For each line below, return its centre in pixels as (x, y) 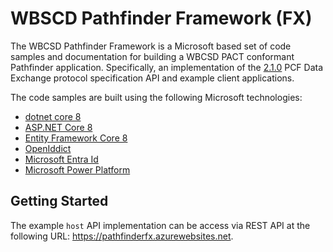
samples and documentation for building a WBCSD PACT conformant (152, 56)
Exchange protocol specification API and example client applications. (152, 78)
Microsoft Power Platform (77, 169)
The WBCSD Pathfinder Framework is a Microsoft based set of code (151, 46)
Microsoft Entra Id (61, 159)
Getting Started (59, 201)
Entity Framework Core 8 (76, 138)
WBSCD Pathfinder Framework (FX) (161, 18)
